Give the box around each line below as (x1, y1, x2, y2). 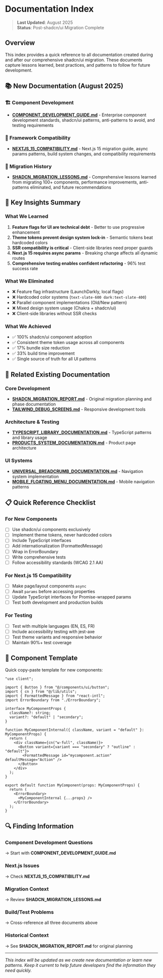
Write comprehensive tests (12, 554, 66, 560)
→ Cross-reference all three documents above (5, 920, 98, 925)
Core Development (5, 385, 50, 392)
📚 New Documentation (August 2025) (5, 82, 124, 91)
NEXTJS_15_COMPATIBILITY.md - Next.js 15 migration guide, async (12, 145, 148, 151)
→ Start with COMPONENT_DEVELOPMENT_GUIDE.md (5, 850, 116, 856)
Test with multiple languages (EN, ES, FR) (12, 623, 95, 629)
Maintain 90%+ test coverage (12, 639, 72, 645)
